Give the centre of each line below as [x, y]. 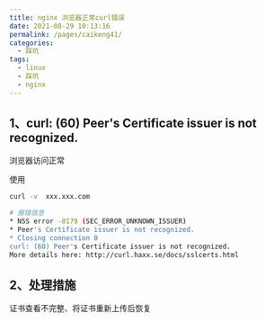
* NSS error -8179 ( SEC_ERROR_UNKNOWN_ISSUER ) [98, 221]
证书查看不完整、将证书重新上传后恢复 [80, 309]
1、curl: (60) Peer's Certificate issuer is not [133, 124]
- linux [32, 68]
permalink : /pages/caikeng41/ [66, 34]
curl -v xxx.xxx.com [50, 197]
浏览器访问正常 [37, 161]
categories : [31, 43]
